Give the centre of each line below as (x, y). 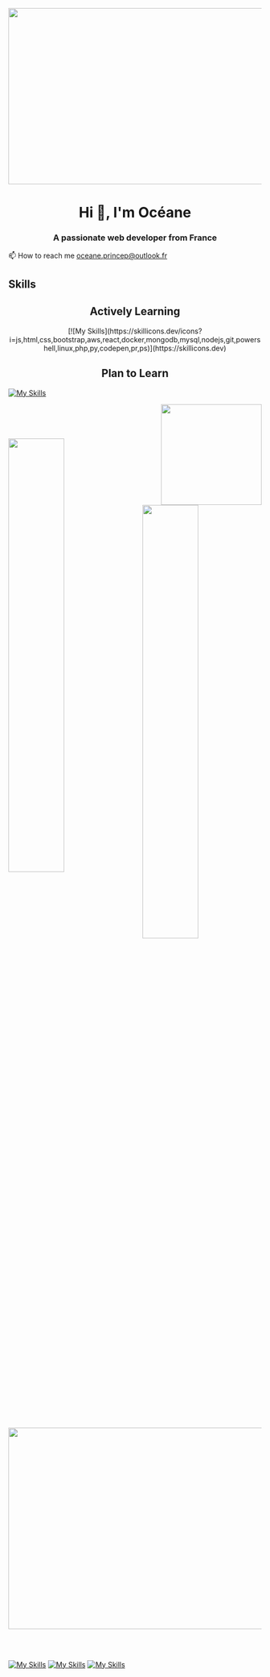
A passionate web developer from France (135, 238)
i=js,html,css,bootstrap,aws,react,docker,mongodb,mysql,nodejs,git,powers (135, 339)
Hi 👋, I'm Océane (135, 213)
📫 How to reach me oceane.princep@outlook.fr (88, 256)
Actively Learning (135, 311)
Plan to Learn (135, 373)
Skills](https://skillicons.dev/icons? (145, 331)
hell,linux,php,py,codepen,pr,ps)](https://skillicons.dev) (135, 348)
